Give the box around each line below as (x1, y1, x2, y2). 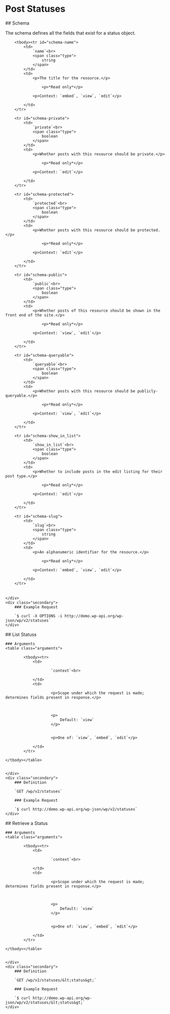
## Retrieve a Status (5, 820, 48, 826)
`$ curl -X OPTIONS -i (14, 613, 63, 618)
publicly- (137, 388, 158, 394)
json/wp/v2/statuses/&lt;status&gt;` (5, 1000, 86, 1005)
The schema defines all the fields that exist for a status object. (5, 30, 136, 36)
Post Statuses (5, 3, 66, 15)
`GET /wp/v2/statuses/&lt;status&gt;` (14, 977, 97, 983)
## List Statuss (5, 631, 37, 637)
